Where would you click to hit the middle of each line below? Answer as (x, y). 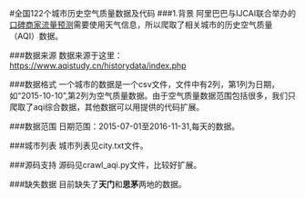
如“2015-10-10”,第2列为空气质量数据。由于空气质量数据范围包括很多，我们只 (152, 95)
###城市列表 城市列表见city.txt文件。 (79, 145)
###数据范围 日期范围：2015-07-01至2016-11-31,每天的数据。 (125, 126)
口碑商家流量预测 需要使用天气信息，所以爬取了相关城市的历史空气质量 (141, 25)
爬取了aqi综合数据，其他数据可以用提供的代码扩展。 (107, 107)
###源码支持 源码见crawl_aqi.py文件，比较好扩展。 (106, 165)
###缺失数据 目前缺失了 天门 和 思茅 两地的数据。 (98, 184)
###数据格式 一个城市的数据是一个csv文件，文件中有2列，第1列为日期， (145, 84)
